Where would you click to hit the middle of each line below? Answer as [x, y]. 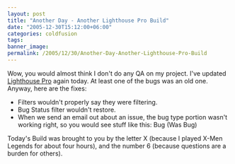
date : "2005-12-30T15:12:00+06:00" [60, 27]
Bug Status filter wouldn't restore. [67, 110]
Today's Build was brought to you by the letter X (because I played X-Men [115, 138]
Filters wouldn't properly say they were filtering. [87, 102]
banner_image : [28, 47]
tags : [15, 40]
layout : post [27, 14]
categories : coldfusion [42, 34]
